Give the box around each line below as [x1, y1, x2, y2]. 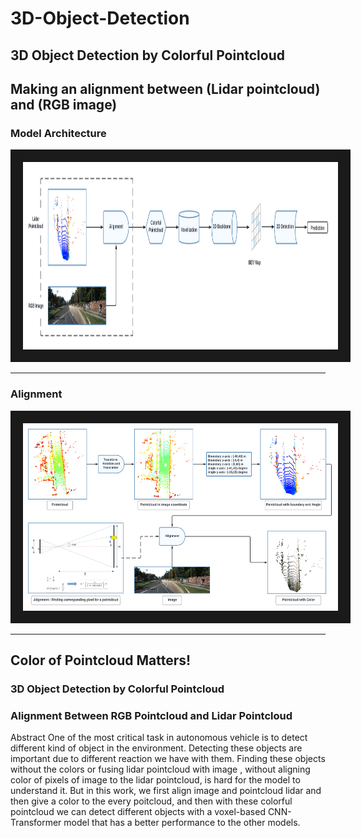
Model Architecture [10, 126, 107, 140]
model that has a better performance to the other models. [63, 817, 301, 829]
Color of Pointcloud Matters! [10, 652, 192, 669]
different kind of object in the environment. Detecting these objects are [10, 742, 303, 754]
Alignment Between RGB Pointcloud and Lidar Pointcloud [10, 708, 293, 722]
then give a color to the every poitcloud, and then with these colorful [10, 795, 293, 807]
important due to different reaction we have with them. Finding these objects [10, 753, 326, 765]
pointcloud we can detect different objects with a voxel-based [10, 806, 266, 818]
